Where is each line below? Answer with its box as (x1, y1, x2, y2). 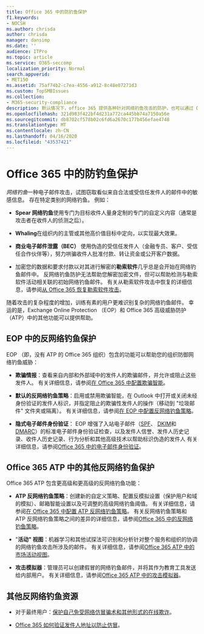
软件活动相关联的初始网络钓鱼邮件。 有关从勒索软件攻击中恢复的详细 (15, 278, 187, 285)
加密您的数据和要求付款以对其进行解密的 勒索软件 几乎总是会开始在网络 (15, 263, 191, 270)
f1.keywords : (6, 15, 39, 21)
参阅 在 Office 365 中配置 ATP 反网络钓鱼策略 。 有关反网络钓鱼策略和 (15, 507, 187, 515)
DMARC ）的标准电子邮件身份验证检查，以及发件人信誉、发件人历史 (15, 427, 184, 435)
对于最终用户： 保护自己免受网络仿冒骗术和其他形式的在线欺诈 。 (15, 608, 175, 616)
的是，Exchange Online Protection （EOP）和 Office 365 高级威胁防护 (11, 306, 187, 313)
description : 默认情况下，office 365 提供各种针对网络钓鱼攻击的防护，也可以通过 (6, 105, 194, 111)
